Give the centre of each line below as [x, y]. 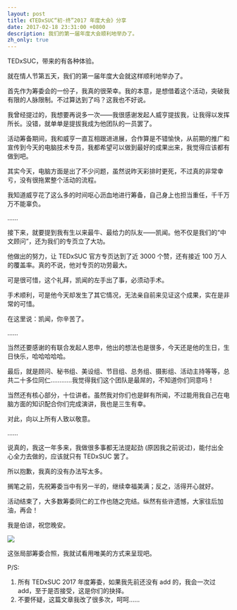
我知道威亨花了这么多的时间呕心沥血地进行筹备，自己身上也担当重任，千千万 [119, 195]
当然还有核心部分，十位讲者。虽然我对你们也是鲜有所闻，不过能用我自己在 [115, 395]
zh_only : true [28, 40]
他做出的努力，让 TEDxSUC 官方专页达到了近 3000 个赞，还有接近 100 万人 [117, 256]
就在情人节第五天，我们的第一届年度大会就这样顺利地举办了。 [97, 76]
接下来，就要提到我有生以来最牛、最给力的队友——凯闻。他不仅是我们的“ [114, 233]
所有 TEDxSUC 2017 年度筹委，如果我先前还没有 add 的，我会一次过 [117, 582]
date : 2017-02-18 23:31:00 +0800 [56, 27]
